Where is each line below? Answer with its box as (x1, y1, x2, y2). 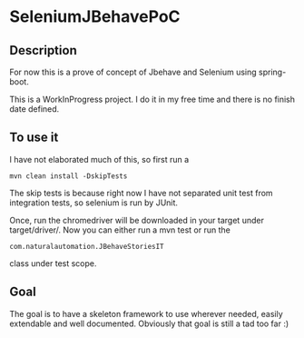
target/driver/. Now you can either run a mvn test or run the (9, 224, 231, 235)
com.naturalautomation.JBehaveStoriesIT (9, 242, 165, 251)
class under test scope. (9, 257, 97, 269)
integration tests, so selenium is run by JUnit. (9, 197, 179, 208)
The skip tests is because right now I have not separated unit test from (9, 187, 274, 198)
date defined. (9, 104, 60, 114)
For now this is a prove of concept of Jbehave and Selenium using (9, 66, 257, 77)
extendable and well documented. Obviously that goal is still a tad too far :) (9, 318, 289, 329)
